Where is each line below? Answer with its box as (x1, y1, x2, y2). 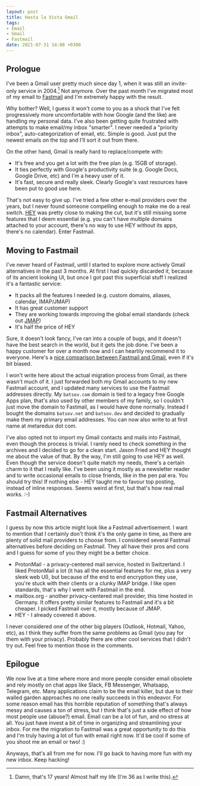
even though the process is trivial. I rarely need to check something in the (6, 440, 186, 447)
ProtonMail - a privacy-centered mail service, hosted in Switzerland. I (14, 560, 185, 567)
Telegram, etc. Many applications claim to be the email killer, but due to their (6, 687, 193, 694)
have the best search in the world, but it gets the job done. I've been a (6, 341, 178, 348)
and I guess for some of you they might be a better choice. (6, 549, 150, 556)
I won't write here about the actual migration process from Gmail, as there (6, 372, 187, 379)
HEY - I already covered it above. (14, 611, 96, 618)
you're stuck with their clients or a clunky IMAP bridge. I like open (14, 579, 176, 587)
